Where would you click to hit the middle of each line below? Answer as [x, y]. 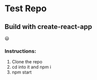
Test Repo [26, 9]
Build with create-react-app [48, 27]
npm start [22, 72]
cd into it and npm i [31, 67]
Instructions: [21, 51]
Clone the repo [27, 62]
